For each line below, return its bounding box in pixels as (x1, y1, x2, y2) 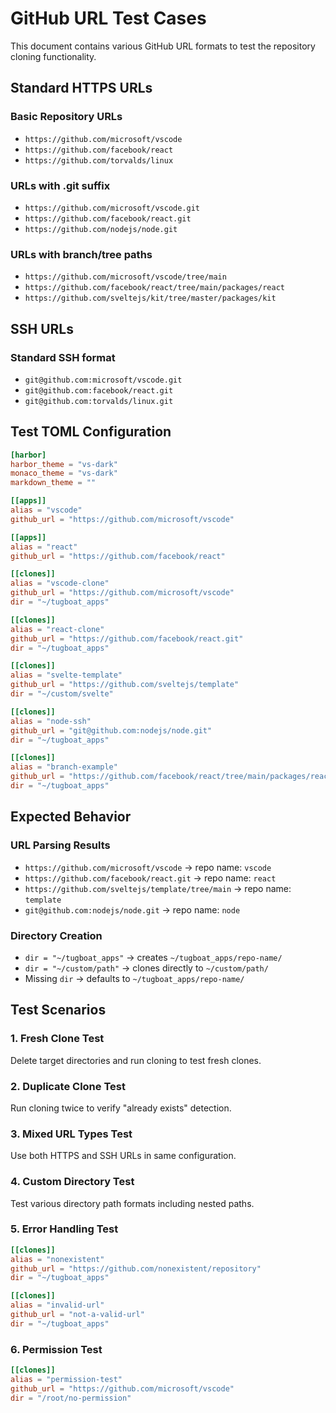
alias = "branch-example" (10, 762, 118, 772)
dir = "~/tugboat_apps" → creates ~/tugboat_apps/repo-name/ (24, 951, 283, 963)
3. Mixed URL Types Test (10, 1127, 133, 1141)
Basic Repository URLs (10, 110, 123, 124)
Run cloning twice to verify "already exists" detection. (10, 1102, 232, 1114)
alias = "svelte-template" (10, 670, 123, 681)
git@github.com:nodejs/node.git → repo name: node (24, 903, 241, 916)
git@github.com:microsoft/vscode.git (24, 375, 183, 385)
